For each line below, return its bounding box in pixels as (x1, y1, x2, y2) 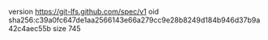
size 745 (52, 24, 81, 33)
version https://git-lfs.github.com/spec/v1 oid (8, 7, 160, 16)
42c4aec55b (8, 24, 51, 33)
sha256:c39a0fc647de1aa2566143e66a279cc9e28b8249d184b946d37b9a (8, 15, 261, 25)
